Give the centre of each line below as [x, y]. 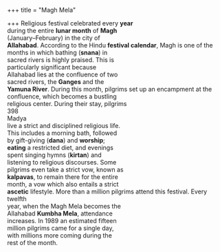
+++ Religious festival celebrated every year [70, 23]
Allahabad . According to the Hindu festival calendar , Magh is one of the [110, 45]
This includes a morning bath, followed [62, 133]
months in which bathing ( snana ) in [57, 52]
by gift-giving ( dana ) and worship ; [56, 140]
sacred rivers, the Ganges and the [56, 82]
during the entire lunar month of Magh [62, 31]
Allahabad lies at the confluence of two [63, 74]
